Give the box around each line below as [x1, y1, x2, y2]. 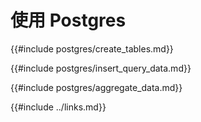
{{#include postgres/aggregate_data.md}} [10, 81, 183, 93]
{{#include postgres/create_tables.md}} [10, 42, 174, 55]
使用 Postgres [10, 9, 127, 32]
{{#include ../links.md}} [10, 101, 107, 113]
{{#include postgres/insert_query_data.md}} [10, 62, 192, 74]
